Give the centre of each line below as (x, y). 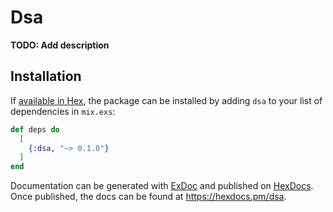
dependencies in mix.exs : (63, 111)
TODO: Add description (60, 45)
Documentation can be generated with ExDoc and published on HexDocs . (162, 186)
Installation (46, 76)
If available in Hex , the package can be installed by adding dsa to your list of (166, 100)
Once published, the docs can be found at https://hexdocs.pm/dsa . (148, 197)
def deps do (35, 129)
